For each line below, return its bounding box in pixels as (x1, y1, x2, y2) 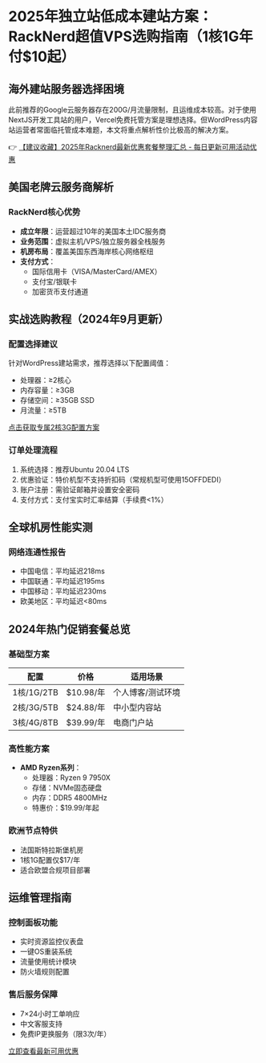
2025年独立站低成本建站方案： (8, 7, 213, 26)
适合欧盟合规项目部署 (19, 865, 91, 875)
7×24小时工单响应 (19, 1008, 80, 1018)
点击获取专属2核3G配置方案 (8, 423, 100, 433)
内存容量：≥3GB (19, 385, 75, 395)
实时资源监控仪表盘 (19, 937, 84, 946)
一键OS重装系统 (19, 946, 73, 957)
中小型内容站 (113, 702, 162, 713)
